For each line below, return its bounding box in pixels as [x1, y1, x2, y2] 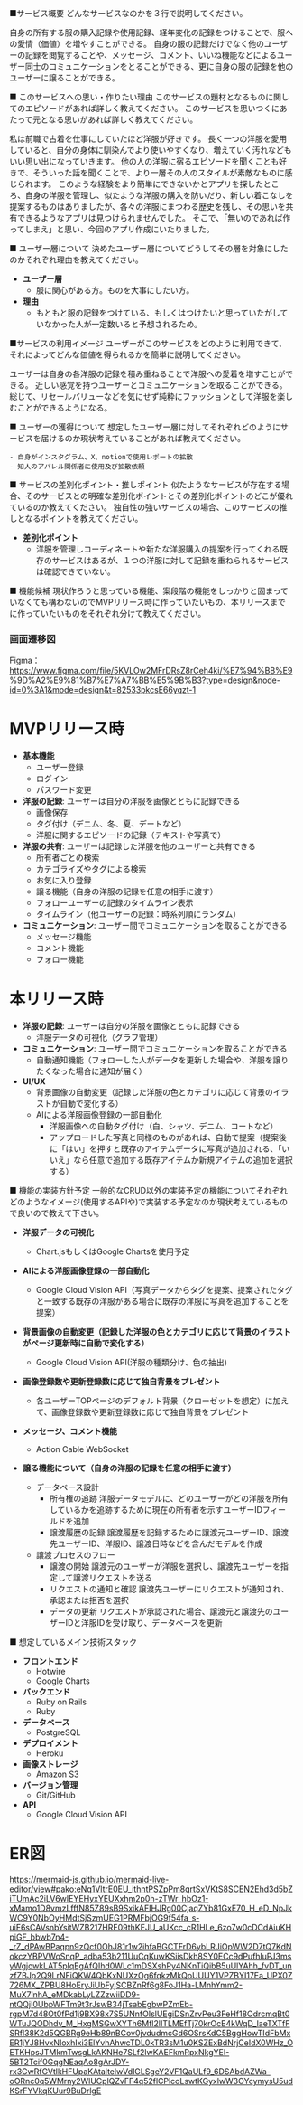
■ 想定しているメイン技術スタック [9, 1637, 138, 1647]
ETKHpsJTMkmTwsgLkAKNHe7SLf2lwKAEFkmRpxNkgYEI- [9, 2047, 230, 2058]
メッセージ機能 [35, 931, 92, 942]
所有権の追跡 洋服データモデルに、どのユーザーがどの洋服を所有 [49, 1493, 289, 1504]
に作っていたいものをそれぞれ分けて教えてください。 [9, 609, 207, 618]
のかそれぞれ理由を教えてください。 [9, 254, 143, 265]
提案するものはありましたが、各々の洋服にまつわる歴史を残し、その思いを [9, 202, 286, 212]
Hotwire [35, 1666, 66, 1677]
